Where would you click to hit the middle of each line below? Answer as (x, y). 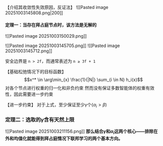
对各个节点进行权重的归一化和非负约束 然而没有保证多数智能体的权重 (75, 88)
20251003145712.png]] (29, 51)
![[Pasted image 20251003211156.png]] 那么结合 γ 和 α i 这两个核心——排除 (80, 132)
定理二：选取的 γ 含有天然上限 (40, 119)
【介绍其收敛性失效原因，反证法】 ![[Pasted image (57, 7)
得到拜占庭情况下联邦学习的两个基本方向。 (79, 139)
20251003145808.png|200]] (34, 13)
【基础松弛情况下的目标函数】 (36, 72)
